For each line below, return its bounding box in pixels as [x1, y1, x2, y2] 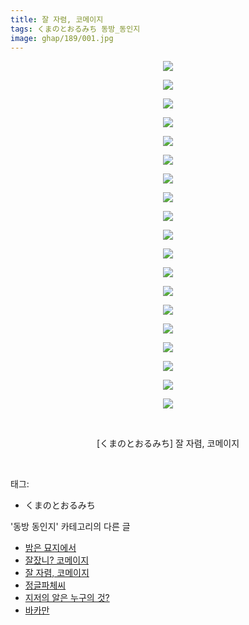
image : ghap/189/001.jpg [10, 33, 114, 43]
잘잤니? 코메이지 [24, 554, 90, 566]
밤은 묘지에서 [24, 542, 77, 554]
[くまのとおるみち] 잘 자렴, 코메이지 [96, 437, 240, 450]
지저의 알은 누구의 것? [24, 592, 110, 604]
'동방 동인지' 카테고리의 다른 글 [10, 521, 131, 533]
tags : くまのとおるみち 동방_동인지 [10, 24, 141, 34]
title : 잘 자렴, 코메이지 [10, 14, 104, 25]
